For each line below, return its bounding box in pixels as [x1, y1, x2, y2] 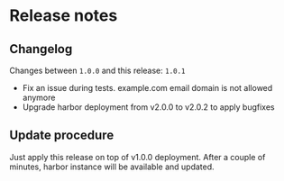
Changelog [9, 41, 73, 57]
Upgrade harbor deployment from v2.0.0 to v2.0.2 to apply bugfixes [22, 102, 275, 113]
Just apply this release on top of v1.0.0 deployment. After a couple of [9, 151, 266, 162]
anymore [22, 92, 56, 103]
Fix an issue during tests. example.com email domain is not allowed [22, 83, 273, 93]
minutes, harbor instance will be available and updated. [9, 161, 215, 172]
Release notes [9, 5, 118, 26]
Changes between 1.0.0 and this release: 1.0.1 [9, 65, 187, 76]
